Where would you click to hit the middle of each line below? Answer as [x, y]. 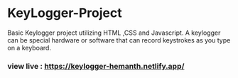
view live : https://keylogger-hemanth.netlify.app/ [96, 66]
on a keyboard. [29, 48]
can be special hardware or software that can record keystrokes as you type [119, 40]
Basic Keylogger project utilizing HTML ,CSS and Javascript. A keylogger [114, 33]
